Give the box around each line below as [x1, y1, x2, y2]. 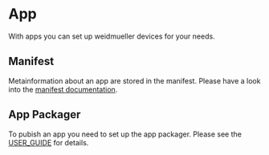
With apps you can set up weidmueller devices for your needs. [8, 31, 215, 41]
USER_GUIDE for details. [8, 137, 89, 147]
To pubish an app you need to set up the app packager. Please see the [8, 129, 243, 139]
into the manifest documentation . [8, 84, 118, 94]
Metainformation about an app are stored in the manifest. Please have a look [8, 75, 261, 85]
